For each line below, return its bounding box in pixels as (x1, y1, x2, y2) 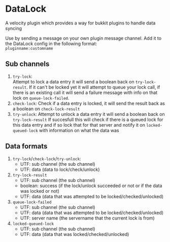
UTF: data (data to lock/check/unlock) (20, 166, 100, 172)
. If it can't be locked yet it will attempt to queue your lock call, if (26, 84, 160, 90)
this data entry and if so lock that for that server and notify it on (12, 122, 146, 128)
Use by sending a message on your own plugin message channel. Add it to (5, 35, 161, 41)
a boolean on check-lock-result (12, 105, 80, 112)
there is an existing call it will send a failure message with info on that (12, 89, 158, 96)
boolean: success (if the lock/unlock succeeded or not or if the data (20, 183, 162, 189)
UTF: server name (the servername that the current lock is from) (20, 215, 155, 221)
